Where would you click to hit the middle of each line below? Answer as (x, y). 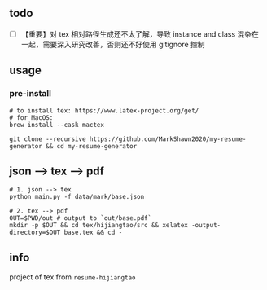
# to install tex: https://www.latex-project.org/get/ (104, 110)
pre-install (31, 94)
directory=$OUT (35, 233)
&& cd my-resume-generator (91, 146)
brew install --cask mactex (57, 125)
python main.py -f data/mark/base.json (77, 197)
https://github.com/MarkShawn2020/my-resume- (168, 139)
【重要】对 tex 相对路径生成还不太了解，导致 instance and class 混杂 (136, 34)
